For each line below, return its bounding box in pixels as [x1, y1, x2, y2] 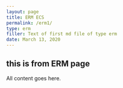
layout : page [6, 8, 39, 15]
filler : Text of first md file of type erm [6, 31, 118, 37]
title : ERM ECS [6, 14, 45, 20]
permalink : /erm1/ [6, 20, 52, 26]
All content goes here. [6, 74, 61, 81]
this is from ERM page [6, 59, 90, 69]
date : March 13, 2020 [6, 37, 61, 43]
